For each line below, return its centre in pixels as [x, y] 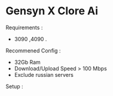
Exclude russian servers [44, 75]
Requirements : [24, 27]
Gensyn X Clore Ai [52, 11]
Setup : [14, 86]
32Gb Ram [28, 62]
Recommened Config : [33, 50]
